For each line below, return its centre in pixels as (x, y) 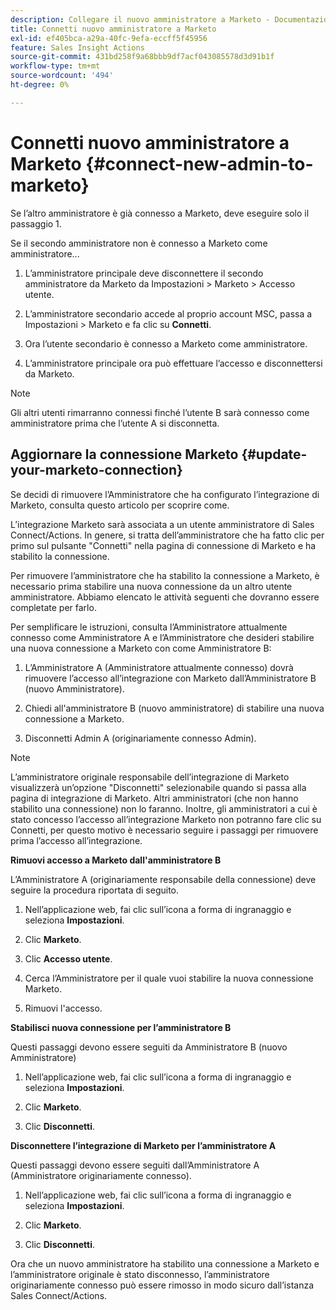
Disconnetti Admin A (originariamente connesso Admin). (140, 738)
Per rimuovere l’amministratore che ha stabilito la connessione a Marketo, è (165, 575)
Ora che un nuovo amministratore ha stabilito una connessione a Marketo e (165, 1263)
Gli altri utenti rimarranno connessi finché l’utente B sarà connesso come (160, 412)
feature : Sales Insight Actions (77, 47)
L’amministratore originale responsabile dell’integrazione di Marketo (150, 777)
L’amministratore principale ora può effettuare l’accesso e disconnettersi (173, 363)
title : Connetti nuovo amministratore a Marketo (113, 29)
